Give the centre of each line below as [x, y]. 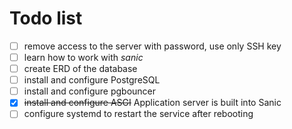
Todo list [46, 18]
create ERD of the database [80, 69]
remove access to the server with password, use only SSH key [152, 46]
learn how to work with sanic [83, 57]
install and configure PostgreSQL [92, 80]
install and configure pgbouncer [90, 91]
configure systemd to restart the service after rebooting [138, 114]
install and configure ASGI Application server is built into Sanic [152, 103]
